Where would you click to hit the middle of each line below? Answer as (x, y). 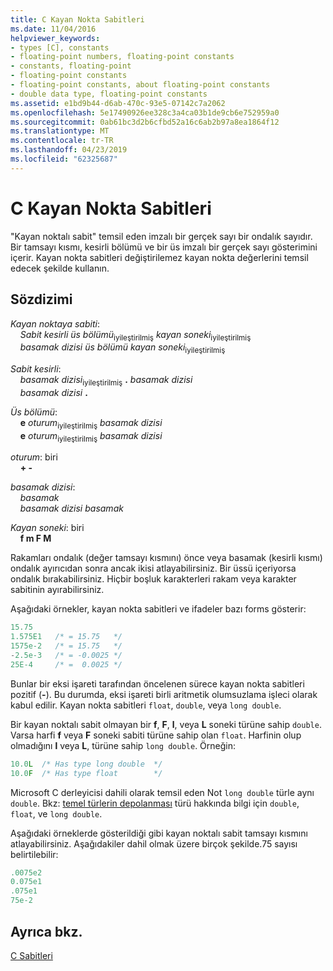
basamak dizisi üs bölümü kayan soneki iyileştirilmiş (122, 348)
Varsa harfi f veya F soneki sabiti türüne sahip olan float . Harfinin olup (156, 735)
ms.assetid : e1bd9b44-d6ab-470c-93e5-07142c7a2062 (118, 103)
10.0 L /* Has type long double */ (86, 764)
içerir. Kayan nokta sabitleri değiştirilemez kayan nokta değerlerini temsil (159, 257)
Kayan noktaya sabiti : (55, 323)
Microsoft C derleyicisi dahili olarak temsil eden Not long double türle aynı (162, 792)
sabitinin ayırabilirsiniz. (57, 590)
